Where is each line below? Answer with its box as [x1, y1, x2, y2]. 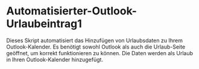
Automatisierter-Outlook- [6, 4, 137, 18]
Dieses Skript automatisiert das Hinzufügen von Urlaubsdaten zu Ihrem [6, 37, 183, 44]
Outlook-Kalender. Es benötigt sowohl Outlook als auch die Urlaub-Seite [6, 43, 186, 50]
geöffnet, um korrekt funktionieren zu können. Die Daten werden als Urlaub [6, 49, 194, 56]
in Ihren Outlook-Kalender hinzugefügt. [6, 56, 104, 63]
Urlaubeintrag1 [6, 17, 83, 31]
